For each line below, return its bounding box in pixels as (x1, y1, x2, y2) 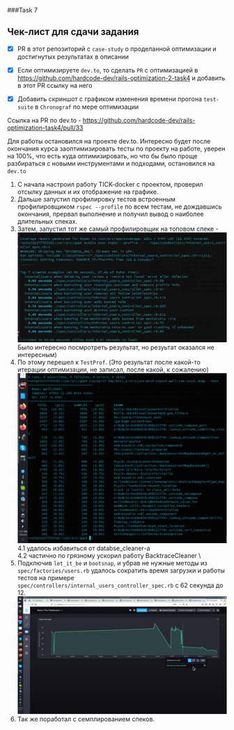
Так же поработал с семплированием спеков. (17, 715, 155, 724)
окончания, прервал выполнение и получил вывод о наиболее (17, 210, 204, 218)
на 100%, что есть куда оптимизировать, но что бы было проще (7, 152, 198, 160)
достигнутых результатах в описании (17, 52, 129, 61)
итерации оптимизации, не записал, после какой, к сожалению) (17, 365, 209, 374)
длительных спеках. (17, 218, 78, 225)
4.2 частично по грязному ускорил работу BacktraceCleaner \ (17, 552, 201, 560)
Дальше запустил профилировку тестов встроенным (17, 195, 176, 203)
